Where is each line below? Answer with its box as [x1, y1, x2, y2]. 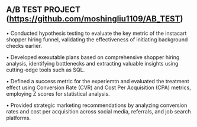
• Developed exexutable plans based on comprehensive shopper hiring [6, 53, 180, 61]
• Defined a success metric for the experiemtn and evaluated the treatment [6, 77, 189, 84]
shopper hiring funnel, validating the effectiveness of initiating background [6, 35, 188, 43]
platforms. [6, 114, 31, 121]
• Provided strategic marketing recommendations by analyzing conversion [6, 102, 188, 109]
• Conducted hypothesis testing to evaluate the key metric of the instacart [6, 30, 187, 37]
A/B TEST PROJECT [6, 5, 81, 15]
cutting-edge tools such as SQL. [6, 66, 85, 73]
